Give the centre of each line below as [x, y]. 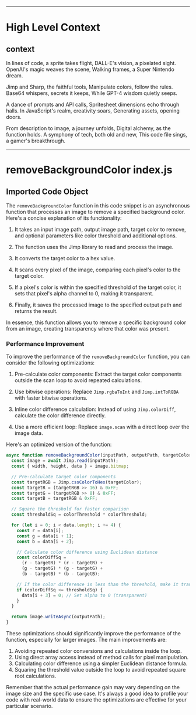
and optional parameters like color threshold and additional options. [96, 236]
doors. [14, 117]
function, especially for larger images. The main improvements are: [87, 640]
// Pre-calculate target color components [64, 476]
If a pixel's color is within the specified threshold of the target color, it [98, 287]
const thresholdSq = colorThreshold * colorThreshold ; [79, 515]
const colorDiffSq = [41, 557]
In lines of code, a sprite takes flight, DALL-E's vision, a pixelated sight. [91, 63]
